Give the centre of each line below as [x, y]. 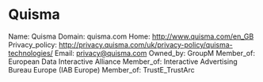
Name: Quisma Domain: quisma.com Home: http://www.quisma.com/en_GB [131, 36]
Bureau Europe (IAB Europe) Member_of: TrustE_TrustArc [102, 69]
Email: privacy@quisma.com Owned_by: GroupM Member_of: [155, 53]
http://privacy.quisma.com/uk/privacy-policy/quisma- [146, 44]
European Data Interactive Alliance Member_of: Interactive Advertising [123, 61]
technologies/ [30, 53]
